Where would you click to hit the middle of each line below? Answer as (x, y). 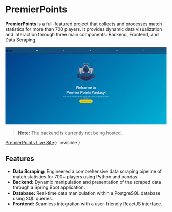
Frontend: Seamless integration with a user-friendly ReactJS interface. (88, 204)
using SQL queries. (33, 198)
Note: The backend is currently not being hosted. (70, 133)
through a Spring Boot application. (49, 187)
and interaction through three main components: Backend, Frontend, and (82, 34)
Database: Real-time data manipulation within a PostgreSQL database (87, 193)
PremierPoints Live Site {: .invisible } (43, 143)
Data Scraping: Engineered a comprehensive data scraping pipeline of (87, 171)
